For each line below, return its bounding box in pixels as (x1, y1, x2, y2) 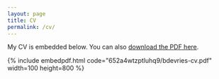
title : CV (7, 17, 37, 24)
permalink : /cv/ (7, 23, 55, 30)
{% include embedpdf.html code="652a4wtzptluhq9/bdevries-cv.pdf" (7, 56, 213, 65)
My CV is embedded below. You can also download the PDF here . (7, 43, 199, 51)
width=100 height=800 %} (7, 64, 85, 73)
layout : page (7, 10, 46, 18)
